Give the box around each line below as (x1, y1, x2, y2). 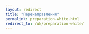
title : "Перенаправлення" (5, 12, 59, 17)
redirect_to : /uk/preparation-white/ (5, 21, 84, 26)
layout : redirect (5, 7, 42, 12)
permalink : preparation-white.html (5, 16, 80, 21)
